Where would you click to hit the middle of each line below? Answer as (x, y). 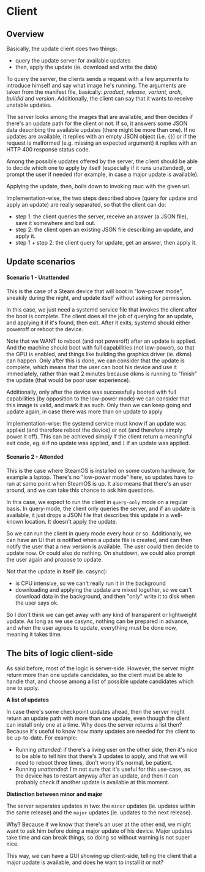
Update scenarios (41, 262)
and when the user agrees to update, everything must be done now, (92, 627)
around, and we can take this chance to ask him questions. (80, 490)
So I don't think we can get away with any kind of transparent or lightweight (102, 614)
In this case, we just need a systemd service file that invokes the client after (102, 309)
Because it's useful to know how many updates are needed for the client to (101, 731)
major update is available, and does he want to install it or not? (85, 862)
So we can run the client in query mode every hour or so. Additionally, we (99, 533)
